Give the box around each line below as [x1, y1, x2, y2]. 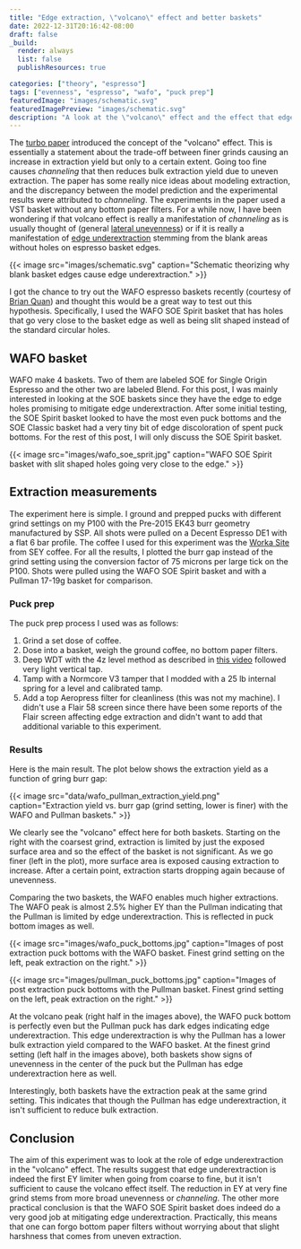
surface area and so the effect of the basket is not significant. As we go [9, 846, 273, 857]
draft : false [9, 30, 58, 39]
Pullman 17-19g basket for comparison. [9, 575, 153, 586]
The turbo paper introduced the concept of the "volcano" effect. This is [9, 137, 273, 148]
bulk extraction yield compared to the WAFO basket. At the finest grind [9, 1040, 271, 1051]
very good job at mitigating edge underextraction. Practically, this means [9, 1212, 278, 1223]
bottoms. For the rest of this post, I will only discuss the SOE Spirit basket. [9, 432, 282, 442]
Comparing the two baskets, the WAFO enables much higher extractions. [9, 892, 279, 903]
